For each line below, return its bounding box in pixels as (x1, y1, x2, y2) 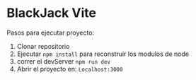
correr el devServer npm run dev (16, 57, 111, 65)
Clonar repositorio (16, 42, 70, 50)
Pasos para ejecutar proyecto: (6, 28, 95, 37)
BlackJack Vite (6, 5, 97, 21)
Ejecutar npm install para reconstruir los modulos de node (16, 50, 189, 58)
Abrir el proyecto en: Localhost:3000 (16, 64, 123, 73)
